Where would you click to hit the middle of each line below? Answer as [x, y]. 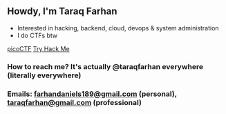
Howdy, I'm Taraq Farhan [62, 11]
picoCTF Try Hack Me [39, 48]
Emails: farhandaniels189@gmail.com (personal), [92, 94]
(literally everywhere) [44, 75]
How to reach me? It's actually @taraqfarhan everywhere [105, 66]
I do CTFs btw [37, 35]
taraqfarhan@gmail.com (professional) [74, 102]
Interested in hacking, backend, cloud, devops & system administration [118, 28]
